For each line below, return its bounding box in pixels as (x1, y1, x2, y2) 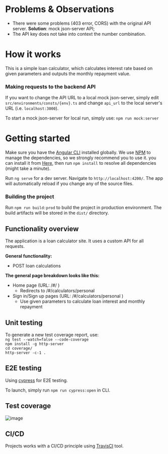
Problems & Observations (5, 4, 114, 15)
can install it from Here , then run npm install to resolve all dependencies (5, 160, 156, 166)
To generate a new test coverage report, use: (5, 332, 99, 338)
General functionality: (5, 253, 52, 259)
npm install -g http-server (5, 342, 64, 347)
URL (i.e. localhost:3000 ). (5, 105, 59, 111)
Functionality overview (5, 224, 79, 233)
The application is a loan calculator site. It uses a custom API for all (5, 238, 144, 244)
